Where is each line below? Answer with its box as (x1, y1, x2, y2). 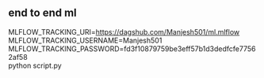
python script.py (8, 61, 62, 70)
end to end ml (8, 6, 77, 20)
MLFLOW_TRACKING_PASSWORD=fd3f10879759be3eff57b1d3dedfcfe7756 (8, 43, 256, 54)
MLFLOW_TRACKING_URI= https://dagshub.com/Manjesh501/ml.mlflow (8, 27, 240, 36)
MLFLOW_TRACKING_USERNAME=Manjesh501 (8, 35, 163, 45)
